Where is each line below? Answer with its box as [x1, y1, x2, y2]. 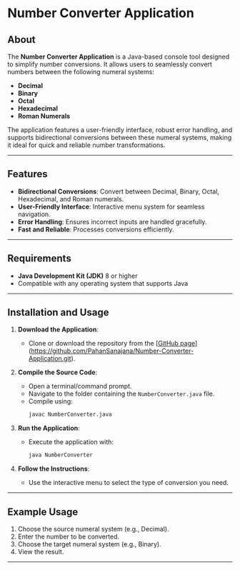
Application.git [28, 354, 71, 363]
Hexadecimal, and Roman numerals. [17, 194, 124, 203]
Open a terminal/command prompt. [28, 382, 132, 391]
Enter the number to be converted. [17, 532, 120, 541]
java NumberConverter [28, 451, 93, 459]
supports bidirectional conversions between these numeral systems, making [7, 134, 232, 141]
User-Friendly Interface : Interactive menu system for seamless [17, 202, 205, 211]
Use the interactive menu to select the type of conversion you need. [28, 479, 229, 487]
